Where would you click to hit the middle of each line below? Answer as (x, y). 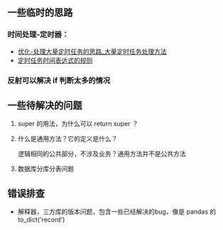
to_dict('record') (41, 220)
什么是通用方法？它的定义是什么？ (67, 139)
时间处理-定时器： (38, 35)
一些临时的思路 (40, 13)
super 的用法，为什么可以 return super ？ (78, 124)
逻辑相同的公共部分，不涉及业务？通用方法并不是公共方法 (102, 154)
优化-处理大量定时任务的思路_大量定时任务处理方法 (92, 51)
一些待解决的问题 (45, 105)
